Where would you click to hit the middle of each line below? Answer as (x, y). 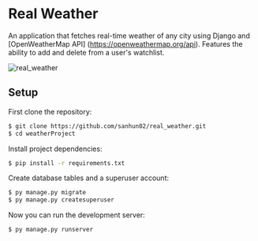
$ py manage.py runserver (50, 230)
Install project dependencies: (55, 149)
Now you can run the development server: (77, 215)
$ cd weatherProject (42, 134)
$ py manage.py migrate (47, 193)
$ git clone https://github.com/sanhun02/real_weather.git (107, 126)
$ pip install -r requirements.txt (67, 163)
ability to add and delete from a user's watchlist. (86, 52)
